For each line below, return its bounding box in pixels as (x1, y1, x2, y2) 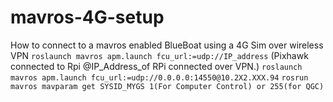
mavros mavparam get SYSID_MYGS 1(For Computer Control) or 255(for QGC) (10, 81, 325, 91)
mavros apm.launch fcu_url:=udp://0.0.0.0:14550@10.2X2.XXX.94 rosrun (10, 72, 309, 83)
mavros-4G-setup (10, 6, 165, 29)
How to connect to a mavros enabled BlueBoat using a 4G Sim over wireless (10, 39, 324, 51)
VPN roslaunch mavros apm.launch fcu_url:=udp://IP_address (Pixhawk (10, 49, 309, 61)
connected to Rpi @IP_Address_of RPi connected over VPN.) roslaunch (10, 60, 303, 72)
